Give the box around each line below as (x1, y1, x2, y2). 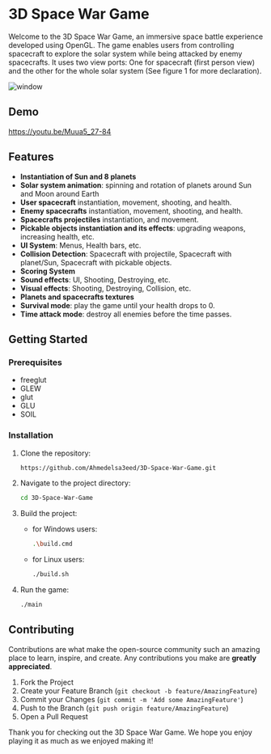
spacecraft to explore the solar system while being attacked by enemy (8, 49, 243, 58)
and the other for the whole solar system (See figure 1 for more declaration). (8, 66, 262, 75)
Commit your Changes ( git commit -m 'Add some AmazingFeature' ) (19, 694, 244, 704)
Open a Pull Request (19, 711, 89, 721)
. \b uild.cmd (32, 540, 73, 549)
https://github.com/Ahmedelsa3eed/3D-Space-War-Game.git (19, 464, 217, 472)
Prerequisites (8, 357, 62, 368)
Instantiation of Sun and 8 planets (19, 172, 137, 181)
